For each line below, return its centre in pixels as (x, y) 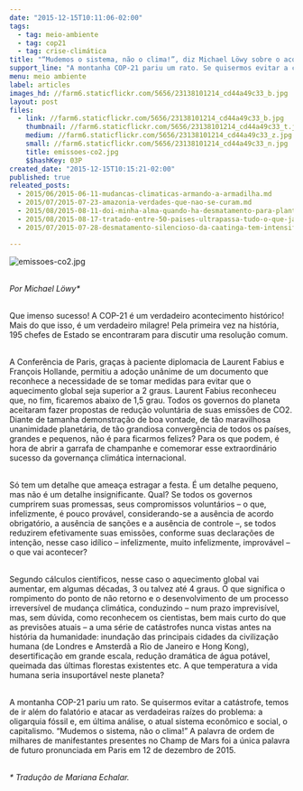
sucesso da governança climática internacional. (98, 458)
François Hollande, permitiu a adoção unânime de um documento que (139, 371)
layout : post (34, 102)
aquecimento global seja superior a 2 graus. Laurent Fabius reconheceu (143, 390)
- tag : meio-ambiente (58, 34)
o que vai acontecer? (48, 552)
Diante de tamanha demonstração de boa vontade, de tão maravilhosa (140, 419)
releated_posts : (40, 186)
